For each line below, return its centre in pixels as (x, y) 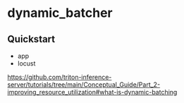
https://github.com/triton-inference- (60, 77)
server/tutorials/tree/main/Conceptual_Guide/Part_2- (84, 85)
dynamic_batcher (60, 13)
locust (26, 63)
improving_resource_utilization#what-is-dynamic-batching (92, 92)
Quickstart (31, 39)
